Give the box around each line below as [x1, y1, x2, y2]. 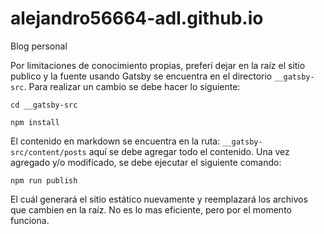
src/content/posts [10, 147, 87, 157]
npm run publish [10, 175, 78, 186]
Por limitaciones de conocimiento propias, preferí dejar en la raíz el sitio [10, 59, 306, 71]
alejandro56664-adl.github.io [10, 7, 264, 30]
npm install [10, 117, 60, 127]
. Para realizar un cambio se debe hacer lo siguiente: [23, 80, 241, 92]
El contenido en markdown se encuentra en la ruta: [10, 135, 221, 147]
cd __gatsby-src [10, 100, 78, 110]
